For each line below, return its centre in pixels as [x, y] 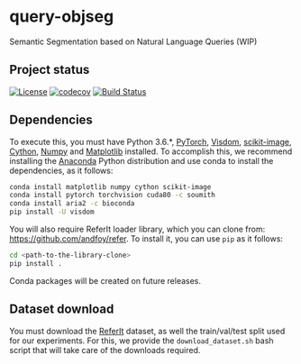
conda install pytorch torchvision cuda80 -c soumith [113, 196]
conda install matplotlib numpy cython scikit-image [110, 187]
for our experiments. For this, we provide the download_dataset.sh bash [141, 341]
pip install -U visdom [52, 212]
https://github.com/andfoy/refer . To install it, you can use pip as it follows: [146, 239]
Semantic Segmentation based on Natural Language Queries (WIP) [133, 41]
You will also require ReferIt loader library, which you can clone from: [137, 229]
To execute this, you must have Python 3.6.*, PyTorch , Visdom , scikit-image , [150, 141]
